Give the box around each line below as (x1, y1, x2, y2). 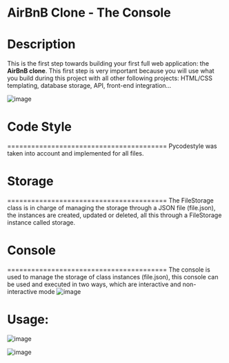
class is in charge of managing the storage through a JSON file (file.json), (7, 204, 216, 212)
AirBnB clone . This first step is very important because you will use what (7, 67, 215, 75)
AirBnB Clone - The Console (7, 5, 171, 21)
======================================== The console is (7, 265, 210, 274)
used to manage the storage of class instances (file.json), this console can (7, 272, 219, 281)
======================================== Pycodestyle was (7, 142, 217, 150)
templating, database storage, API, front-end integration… (7, 82, 172, 90)
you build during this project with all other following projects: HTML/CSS (7, 74, 212, 82)
